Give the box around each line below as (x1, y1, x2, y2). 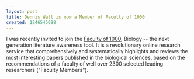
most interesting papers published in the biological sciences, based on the (6, 54, 185, 61)
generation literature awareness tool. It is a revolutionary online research (6, 42, 181, 49)
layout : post (6, 8, 38, 15)
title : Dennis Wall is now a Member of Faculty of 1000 (6, 14, 145, 20)
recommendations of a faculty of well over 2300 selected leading (6, 60, 164, 67)
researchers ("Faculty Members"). (6, 67, 89, 74)
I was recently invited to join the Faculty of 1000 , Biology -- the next (6, 36, 169, 43)
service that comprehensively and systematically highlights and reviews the (6, 48, 188, 55)
